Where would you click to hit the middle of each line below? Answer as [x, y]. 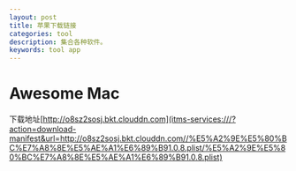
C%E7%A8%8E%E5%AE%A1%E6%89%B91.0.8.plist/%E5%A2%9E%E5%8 [148, 148]
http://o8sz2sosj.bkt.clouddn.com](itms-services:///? [140, 119]
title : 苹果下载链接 [43, 26]
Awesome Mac [65, 94]
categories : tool [41, 33]
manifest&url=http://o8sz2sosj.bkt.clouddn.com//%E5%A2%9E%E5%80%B [148, 138]
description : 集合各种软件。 [58, 42]
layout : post [33, 17]
